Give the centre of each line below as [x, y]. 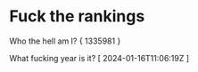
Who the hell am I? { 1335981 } [65, 41]
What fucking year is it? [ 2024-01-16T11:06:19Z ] [99, 58]
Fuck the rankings [77, 16]
